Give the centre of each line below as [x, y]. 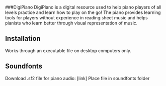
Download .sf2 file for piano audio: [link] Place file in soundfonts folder [78, 78]
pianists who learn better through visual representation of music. [71, 23]
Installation [23, 39]
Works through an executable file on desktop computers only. [68, 50]
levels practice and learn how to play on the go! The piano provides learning [83, 12]
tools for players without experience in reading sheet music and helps [77, 18]
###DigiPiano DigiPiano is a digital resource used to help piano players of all [83, 7]
